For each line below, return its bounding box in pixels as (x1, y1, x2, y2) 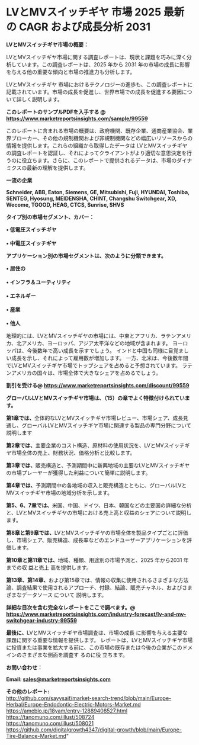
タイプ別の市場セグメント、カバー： (6, 213, 95, 220)
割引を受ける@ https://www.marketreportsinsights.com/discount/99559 (6, 381, 190, 388)
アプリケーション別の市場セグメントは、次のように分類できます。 (6, 252, 167, 259)
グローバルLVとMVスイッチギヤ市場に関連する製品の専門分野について (21, 422, 192, 429)
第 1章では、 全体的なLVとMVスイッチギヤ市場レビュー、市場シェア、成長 (6, 414, 184, 421)
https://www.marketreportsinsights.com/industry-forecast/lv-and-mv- (6, 611, 187, 618)
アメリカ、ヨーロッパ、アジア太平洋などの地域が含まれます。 (21, 339, 171, 346)
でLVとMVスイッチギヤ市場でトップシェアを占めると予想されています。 (6, 362, 181, 369)
